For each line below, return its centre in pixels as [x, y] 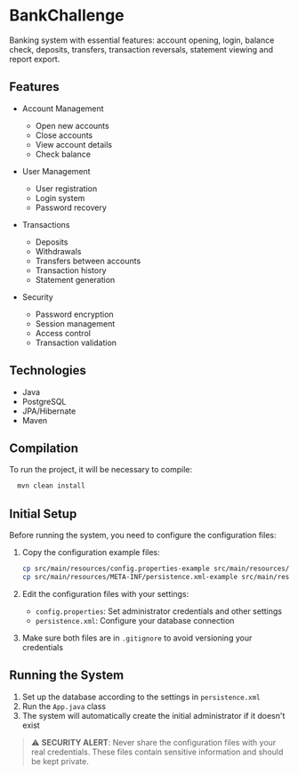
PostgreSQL [44, 401]
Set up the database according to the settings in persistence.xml [141, 697]
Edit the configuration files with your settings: [105, 593]
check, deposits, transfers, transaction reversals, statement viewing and [141, 49]
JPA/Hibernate [49, 411]
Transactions [46, 224]
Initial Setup [43, 514]
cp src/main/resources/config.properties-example [116, 569]
